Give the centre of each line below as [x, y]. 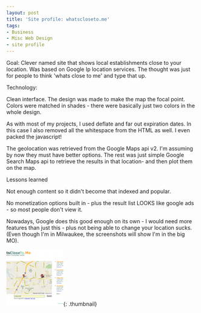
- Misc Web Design [29, 39]
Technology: [22, 87]
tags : [13, 25]
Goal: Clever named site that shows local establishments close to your [94, 63]
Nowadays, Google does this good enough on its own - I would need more [99, 221]
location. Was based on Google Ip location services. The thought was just [98, 69]
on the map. [21, 168]
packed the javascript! [34, 137]
